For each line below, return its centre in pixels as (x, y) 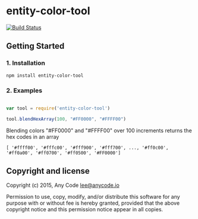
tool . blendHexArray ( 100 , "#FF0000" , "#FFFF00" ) (66, 119)
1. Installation (26, 63)
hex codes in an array (33, 137)
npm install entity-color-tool (45, 76)
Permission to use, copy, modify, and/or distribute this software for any (93, 197)
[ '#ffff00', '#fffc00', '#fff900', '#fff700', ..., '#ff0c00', (87, 148)
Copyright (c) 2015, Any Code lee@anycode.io (63, 185)
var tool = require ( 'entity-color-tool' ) (58, 108)
